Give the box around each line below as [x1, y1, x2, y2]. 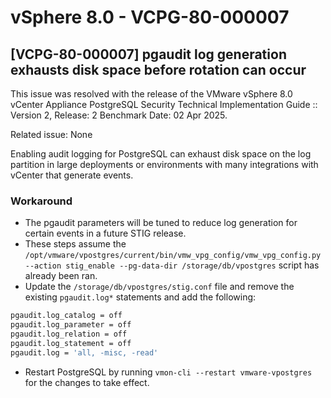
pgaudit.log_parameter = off [10, 320, 132, 330]
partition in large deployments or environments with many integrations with [10, 159, 319, 170]
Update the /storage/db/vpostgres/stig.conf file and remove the [24, 281, 295, 293]
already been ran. [24, 270, 98, 282]
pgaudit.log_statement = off [10, 338, 132, 348]
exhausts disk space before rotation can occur [10, 61, 307, 78]
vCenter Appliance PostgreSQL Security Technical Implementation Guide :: [10, 99, 318, 110]
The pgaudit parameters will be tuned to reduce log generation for [24, 217, 298, 229]
